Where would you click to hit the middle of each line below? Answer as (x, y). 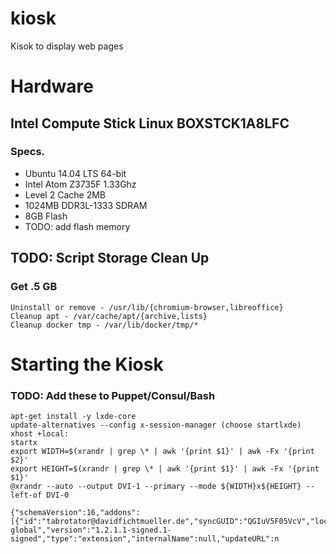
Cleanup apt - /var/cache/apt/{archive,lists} (109, 316)
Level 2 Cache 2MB (65, 194)
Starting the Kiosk (87, 364)
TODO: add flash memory (77, 226)
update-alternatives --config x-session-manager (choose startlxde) (156, 425)
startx (24, 442)
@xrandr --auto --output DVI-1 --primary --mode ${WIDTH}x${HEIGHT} (156, 486)
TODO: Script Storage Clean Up (110, 258)
